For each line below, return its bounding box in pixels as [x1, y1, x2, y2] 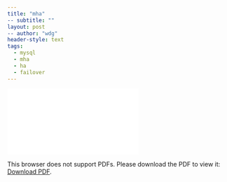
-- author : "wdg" [7, 29, 58, 37]
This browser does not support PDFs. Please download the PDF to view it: [7, 160, 221, 168]
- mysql [13, 50, 36, 57]
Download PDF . [7, 167, 53, 176]
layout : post [7, 23, 46, 30]
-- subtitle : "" [7, 17, 55, 24]
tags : [7, 43, 23, 50]
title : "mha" [7, 10, 46, 17]
